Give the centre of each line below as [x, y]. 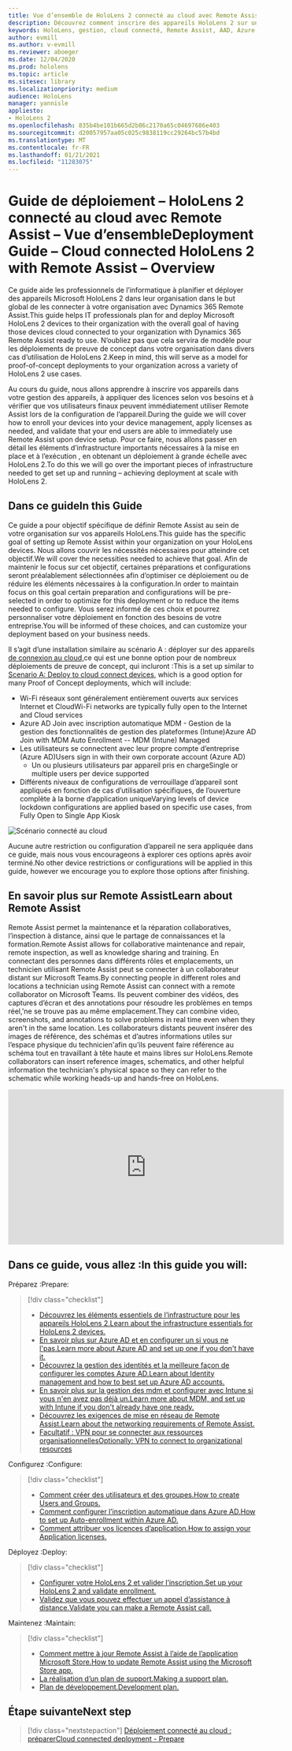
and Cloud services [51, 715]
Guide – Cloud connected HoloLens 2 [131, 251]
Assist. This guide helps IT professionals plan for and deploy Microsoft [121, 315]
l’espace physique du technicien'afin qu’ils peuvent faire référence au [121, 1044]
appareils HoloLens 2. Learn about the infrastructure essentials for [146, 1323]
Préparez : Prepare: [39, 1284]
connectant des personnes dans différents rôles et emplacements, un [121, 961]
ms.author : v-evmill [42, 45]
